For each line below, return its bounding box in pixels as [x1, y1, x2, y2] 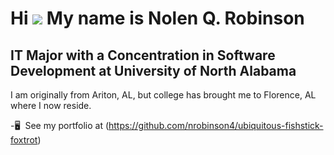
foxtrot [10, 134, 38, 146]
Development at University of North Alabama [10, 62, 297, 79]
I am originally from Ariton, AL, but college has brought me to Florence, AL [10, 89, 317, 101]
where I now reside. [10, 100, 92, 111]
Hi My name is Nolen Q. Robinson [10, 7, 305, 30]
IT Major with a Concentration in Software [10, 47, 276, 64]
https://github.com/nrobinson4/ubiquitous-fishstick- [108, 120, 324, 131]
